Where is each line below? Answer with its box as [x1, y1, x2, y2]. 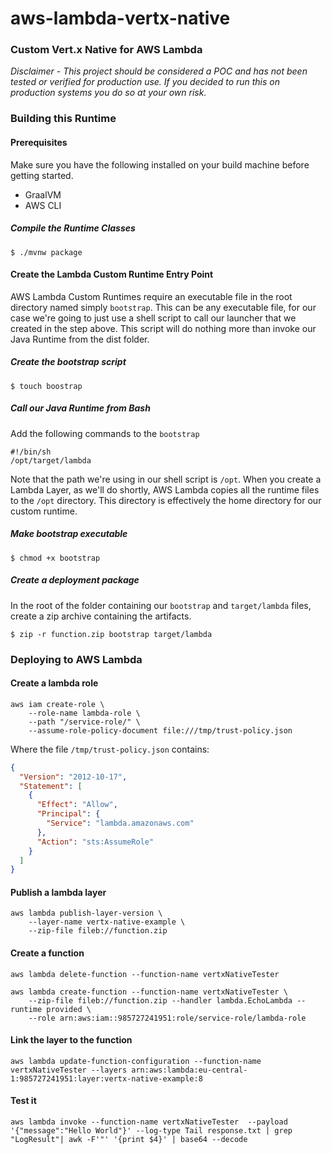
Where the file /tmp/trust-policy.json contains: [10, 743, 210, 755]
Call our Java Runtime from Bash [10, 402, 151, 414]
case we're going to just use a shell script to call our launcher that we [10, 312, 297, 324]
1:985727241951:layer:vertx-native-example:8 [10, 1073, 203, 1084]
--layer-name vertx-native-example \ [28, 917, 186, 927]
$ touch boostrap [10, 381, 83, 391]
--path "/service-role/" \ [28, 717, 141, 727]
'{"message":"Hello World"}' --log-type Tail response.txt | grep [10, 1126, 293, 1136]
